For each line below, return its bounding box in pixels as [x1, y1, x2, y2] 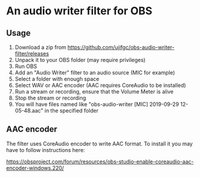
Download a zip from [14, 44, 67, 51]
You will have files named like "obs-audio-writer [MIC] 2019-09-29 [14, 101, 179, 108]
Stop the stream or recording [14, 94, 87, 101]
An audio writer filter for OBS [6, 4, 153, 18]
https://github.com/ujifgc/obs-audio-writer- [67, 44, 175, 51]
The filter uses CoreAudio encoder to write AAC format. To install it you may [6, 140, 193, 147]
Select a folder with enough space [14, 76, 100, 82]
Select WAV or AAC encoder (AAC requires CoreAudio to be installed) [14, 82, 186, 89]
